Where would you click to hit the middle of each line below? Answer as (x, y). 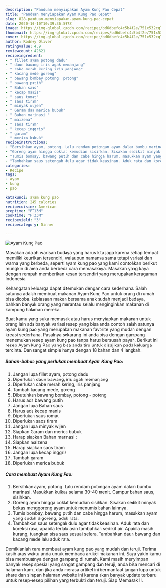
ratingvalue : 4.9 (23, 46)
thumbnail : (17, 33)
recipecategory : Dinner (30, 225)
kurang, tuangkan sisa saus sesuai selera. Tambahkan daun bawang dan (86, 534)
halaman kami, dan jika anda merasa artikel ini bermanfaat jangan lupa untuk (83, 569)
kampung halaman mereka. (33, 309)
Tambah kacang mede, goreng (44, 389)
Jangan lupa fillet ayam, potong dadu (50, 374)
